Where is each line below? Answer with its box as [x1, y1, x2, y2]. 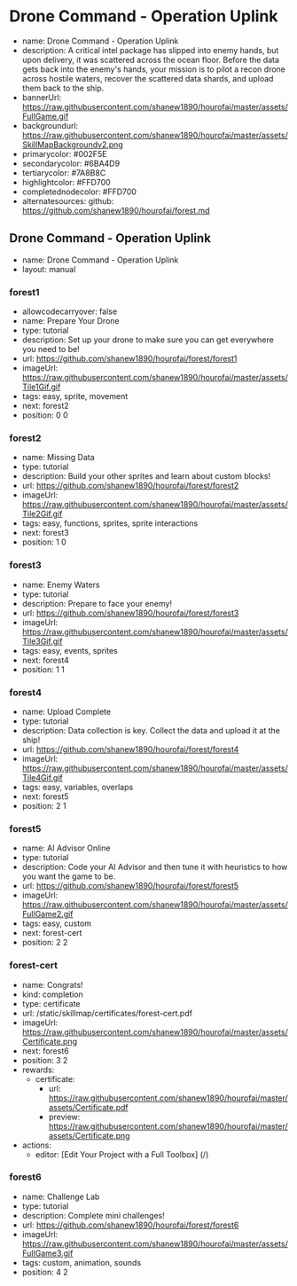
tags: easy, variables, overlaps [21, 781, 134, 792]
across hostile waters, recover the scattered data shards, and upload [21, 73, 274, 83]
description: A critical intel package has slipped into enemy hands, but [21, 44, 279, 55]
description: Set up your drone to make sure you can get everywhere [21, 334, 275, 345]
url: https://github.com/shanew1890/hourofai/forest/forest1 [21, 353, 238, 365]
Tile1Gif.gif [21, 381, 61, 392]
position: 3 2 [21, 1055, 68, 1065]
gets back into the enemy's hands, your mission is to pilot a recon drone [21, 64, 285, 74]
